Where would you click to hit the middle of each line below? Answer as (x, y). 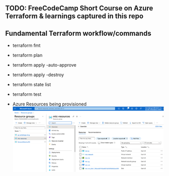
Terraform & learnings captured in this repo (74, 16)
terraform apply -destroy (38, 75)
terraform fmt (26, 45)
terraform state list (32, 85)
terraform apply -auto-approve (44, 65)
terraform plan (27, 55)
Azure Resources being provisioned (50, 104)
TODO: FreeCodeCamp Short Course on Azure (79, 8)
